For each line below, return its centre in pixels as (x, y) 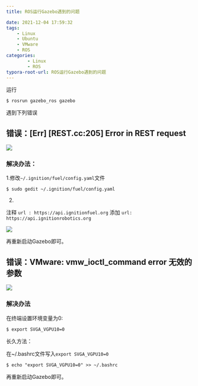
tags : (13, 28)
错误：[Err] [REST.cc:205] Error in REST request (96, 133)
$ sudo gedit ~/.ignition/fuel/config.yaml (61, 189)
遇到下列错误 (22, 113)
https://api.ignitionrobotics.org (49, 219)
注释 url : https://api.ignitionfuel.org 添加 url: (69, 213)
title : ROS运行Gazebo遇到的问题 (43, 12)
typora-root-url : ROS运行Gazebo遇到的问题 (56, 72)
